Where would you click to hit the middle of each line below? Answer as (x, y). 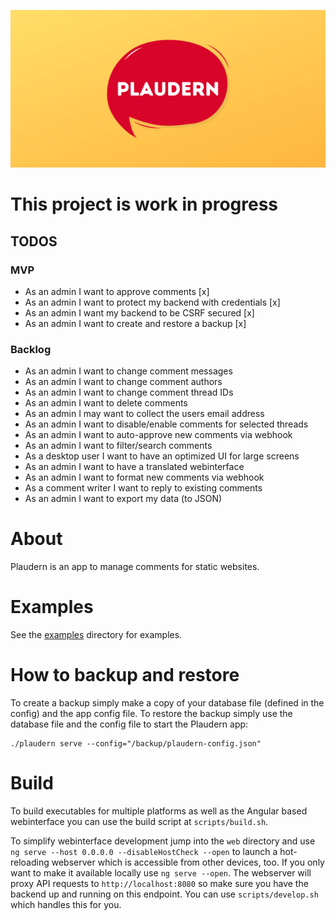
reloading (30, 862)
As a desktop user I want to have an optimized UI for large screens (162, 456)
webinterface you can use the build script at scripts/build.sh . (139, 821)
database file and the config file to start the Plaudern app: (129, 724)
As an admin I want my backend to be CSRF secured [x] (139, 312)
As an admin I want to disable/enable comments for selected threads (166, 424)
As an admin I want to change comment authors (123, 382)
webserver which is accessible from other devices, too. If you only (188, 862)
